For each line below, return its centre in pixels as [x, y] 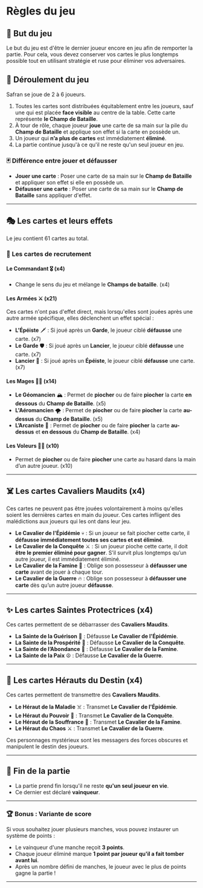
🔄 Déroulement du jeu [48, 80]
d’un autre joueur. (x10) [44, 465]
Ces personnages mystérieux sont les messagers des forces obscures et [97, 740]
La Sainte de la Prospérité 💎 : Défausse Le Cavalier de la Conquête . [100, 643]
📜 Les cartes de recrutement [49, 254]
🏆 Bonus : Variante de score [49, 814]
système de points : [31, 836]
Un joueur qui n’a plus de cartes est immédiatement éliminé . [91, 138]
